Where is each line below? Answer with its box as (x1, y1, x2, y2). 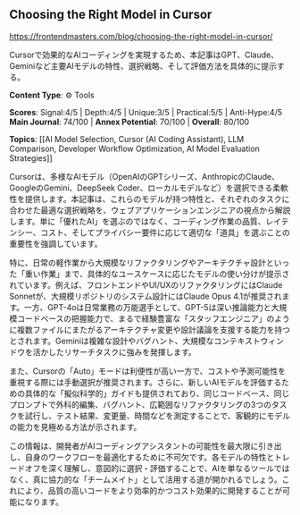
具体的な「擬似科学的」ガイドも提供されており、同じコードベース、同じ (24, 388, 290, 399)
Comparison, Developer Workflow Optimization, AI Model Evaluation (9, 143, 261, 154)
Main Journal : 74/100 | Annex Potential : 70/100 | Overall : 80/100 (9, 116, 250, 127)
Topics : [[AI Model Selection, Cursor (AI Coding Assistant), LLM (9, 133, 245, 144)
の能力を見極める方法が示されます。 (9, 421, 142, 432)
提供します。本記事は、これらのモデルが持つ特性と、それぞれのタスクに (24, 193, 290, 204)
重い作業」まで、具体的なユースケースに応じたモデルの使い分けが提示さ (24, 268, 290, 279)
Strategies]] (9, 152, 54, 164)
